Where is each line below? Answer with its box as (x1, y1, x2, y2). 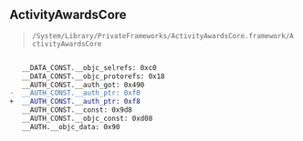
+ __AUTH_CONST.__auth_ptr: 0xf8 (9, 97, 141, 106)
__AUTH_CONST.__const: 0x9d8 (21, 106, 132, 115)
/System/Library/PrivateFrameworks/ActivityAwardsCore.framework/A (31, 31, 294, 40)
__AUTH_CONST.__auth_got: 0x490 (21, 80, 145, 89)
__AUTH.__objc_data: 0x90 (21, 122, 120, 131)
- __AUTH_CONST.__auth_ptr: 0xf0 (9, 88, 141, 98)
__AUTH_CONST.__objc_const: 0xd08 (21, 114, 153, 124)
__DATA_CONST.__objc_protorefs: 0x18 (21, 72, 166, 81)
